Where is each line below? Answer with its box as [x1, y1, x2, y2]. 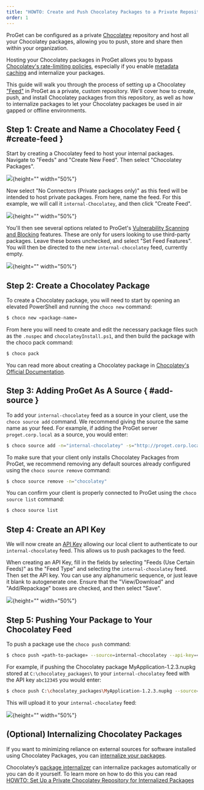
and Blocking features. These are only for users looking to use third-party [6, 231, 191, 238]
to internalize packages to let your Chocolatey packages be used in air [6, 100, 183, 107]
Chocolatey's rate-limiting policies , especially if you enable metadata [6, 62, 179, 70]
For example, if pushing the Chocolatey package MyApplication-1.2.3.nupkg [6, 663, 196, 670]
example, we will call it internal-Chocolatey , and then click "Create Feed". [6, 200, 192, 208]
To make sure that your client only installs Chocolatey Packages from [6, 453, 179, 461]
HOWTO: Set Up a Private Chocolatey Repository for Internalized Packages [6, 777, 194, 784]
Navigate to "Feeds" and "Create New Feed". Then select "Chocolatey [6, 156, 182, 164]
